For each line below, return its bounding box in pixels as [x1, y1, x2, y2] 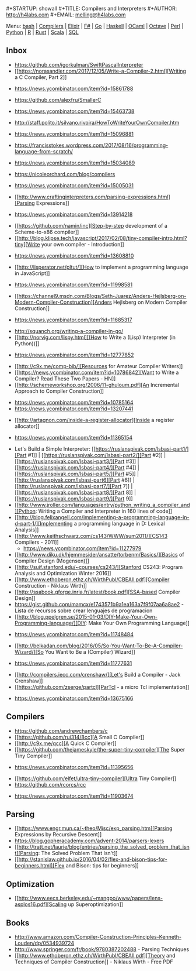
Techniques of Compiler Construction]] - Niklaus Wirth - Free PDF [14, 958, 173, 965]
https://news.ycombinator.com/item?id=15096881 [14, 130, 134, 137]
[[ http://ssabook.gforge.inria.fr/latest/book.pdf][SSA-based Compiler [14, 588, 181, 595]
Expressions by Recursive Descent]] [14, 831, 102, 838]
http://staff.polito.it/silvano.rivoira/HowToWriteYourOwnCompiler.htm [14, 119, 180, 126]
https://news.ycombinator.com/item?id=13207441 [14, 405, 134, 412]
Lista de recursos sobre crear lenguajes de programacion [14, 607, 153, 614]
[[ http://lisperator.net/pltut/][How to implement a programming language [14, 263, 188, 270]
